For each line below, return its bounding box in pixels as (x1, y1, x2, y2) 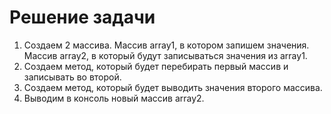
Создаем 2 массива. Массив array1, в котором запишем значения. (23, 39, 310, 51)
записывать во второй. (23, 71, 122, 83)
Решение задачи (9, 6, 156, 29)
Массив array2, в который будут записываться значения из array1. (23, 49, 308, 61)
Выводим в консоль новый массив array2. (23, 92, 205, 104)
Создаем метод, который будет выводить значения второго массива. (23, 81, 323, 93)
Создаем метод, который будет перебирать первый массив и (23, 60, 289, 72)
